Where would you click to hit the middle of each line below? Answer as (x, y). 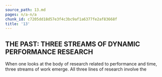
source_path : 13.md (25, 10)
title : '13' (17, 24)
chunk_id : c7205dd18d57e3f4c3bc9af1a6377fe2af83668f (61, 19)
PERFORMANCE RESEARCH (49, 52)
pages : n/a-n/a (21, 14)
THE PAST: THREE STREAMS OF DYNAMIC (73, 44)
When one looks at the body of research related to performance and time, (81, 64)
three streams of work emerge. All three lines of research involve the (76, 69)
